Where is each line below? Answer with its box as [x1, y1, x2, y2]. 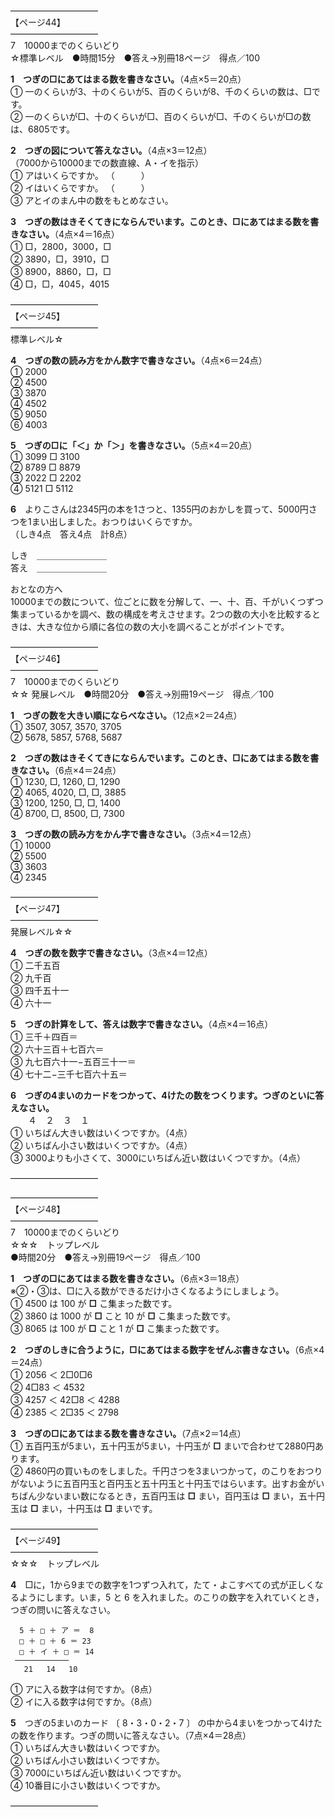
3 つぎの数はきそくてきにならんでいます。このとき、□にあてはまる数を [10, 216, 311, 227]
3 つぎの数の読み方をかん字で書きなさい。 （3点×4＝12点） [10, 828, 257, 840]
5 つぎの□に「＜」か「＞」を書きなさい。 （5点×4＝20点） [10, 440, 258, 451]
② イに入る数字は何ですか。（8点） [10, 1696, 158, 1707]
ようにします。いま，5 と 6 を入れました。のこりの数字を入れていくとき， [18, 1591, 325, 1603]
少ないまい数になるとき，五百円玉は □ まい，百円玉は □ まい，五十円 [36, 1490, 325, 1502]
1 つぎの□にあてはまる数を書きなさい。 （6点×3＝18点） [10, 1273, 245, 1284]
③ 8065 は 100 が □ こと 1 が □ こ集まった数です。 [10, 1323, 225, 1334]
